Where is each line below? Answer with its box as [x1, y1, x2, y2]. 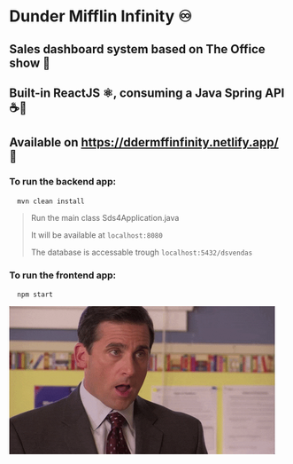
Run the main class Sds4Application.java [30, 212, 180, 223]
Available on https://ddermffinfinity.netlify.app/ [9, 135, 279, 150]
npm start [17, 290, 53, 299]
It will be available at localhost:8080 [30, 229, 164, 240]
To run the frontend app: [9, 269, 117, 281]
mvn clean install [17, 197, 86, 206]
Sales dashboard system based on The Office [9, 42, 266, 57]
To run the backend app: [9, 176, 117, 188]
